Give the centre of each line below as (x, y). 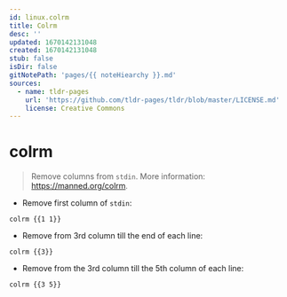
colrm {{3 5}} (36, 285)
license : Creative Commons (75, 108)
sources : (25, 83)
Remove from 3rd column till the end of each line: (112, 236)
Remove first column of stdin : (77, 203)
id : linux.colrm (39, 17)
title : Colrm (33, 26)
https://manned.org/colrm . (80, 186)
